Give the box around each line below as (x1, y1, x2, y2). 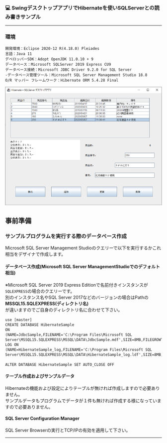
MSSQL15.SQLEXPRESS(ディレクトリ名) (5, 300, 89, 307)
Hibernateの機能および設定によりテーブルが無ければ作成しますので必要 (5, 385, 152, 391)
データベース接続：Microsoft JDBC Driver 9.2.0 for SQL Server (5, 67, 132, 72)
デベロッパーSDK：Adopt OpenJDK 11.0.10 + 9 (5, 56, 93, 62)
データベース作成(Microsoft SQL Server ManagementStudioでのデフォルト (5, 264, 161, 270)
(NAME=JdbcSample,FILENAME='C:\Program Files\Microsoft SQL (5, 332, 133, 337)
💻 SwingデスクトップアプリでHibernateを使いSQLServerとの (5, 4, 155, 11)
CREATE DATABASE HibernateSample (5, 322, 75, 327)
